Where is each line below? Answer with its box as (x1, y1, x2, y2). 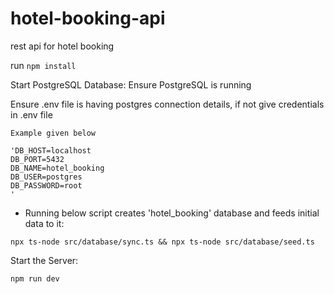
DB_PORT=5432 (10, 154, 65, 164)
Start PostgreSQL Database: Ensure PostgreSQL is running (10, 78, 252, 91)
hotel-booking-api (10, 7, 166, 30)
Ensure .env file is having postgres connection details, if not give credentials (10, 98, 325, 110)
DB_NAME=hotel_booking (10, 163, 105, 173)
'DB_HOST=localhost (10, 145, 92, 156)
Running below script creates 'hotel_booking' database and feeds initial (24, 207, 320, 219)
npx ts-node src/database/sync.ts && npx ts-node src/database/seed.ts (10, 237, 315, 247)
